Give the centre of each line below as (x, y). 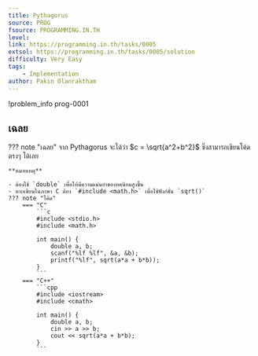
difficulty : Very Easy (45, 60)
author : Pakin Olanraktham (52, 81)
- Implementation (51, 74)
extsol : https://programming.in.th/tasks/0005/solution (101, 52)
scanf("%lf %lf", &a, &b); (94, 253)
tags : (17, 67)
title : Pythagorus (38, 15)
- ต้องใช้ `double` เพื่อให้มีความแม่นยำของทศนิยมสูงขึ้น (76, 185)
